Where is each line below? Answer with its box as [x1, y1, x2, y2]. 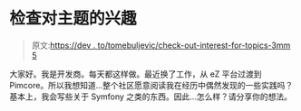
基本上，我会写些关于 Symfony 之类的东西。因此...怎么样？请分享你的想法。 [9, 91, 293, 102]
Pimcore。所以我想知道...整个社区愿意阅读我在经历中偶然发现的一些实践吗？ [9, 79, 294, 90]
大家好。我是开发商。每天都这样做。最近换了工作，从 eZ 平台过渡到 [9, 69, 262, 79]
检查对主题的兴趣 [9, 8, 138, 29]
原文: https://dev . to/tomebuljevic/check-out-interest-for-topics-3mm [31, 40, 291, 51]
